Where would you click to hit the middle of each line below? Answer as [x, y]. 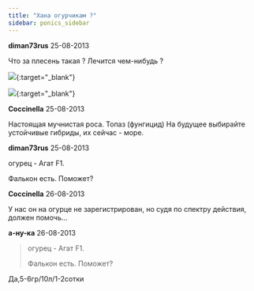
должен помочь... [38, 217]
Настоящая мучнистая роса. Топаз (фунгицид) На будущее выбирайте [127, 124]
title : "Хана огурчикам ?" [52, 15]
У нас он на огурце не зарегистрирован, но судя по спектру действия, [127, 209]
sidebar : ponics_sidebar [49, 23]
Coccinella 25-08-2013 [47, 108]
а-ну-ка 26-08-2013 [42, 232]
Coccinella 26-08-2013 [47, 194]
